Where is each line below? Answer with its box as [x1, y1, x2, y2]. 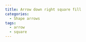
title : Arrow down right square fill [5, 7, 82, 12]
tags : [5, 20, 16, 26]
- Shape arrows [9, 16, 40, 21]
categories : [5, 12, 29, 16]
